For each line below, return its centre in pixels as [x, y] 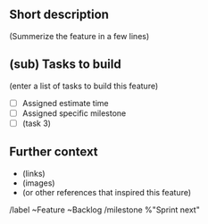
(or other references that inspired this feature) [107, 192]
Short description [59, 15]
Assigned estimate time [65, 103]
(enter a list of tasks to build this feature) [84, 86]
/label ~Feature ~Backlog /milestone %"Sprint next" [105, 210]
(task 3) [37, 123]
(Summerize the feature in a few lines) [79, 36]
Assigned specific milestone [74, 113]
